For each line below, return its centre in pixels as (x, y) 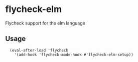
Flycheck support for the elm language (45, 23)
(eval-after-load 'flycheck (39, 50)
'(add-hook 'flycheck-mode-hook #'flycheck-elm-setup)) (74, 54)
